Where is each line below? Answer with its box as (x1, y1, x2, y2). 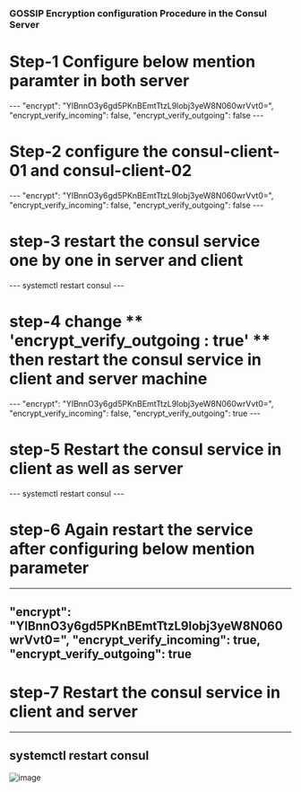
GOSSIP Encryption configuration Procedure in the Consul (9, 7, 267, 20)
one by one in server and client (9, 250, 244, 270)
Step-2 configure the (9, 142, 168, 162)
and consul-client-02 (30, 161, 193, 181)
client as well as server (9, 458, 184, 479)
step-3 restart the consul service (9, 231, 261, 251)
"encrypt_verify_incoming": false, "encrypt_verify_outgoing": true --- (9, 408, 262, 418)
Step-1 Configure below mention (9, 52, 256, 72)
